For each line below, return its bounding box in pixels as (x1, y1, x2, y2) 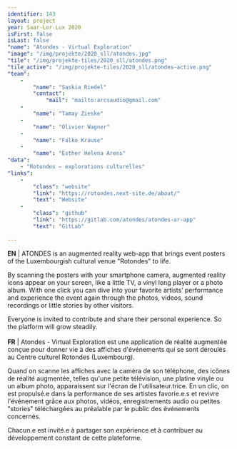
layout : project (7, 17, 56, 24)
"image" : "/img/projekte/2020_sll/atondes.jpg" (7, 51, 152, 58)
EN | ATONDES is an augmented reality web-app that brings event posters (7, 249, 226, 258)
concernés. (7, 412, 41, 420)
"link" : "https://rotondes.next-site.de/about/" (33, 190, 181, 197)
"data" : (7, 156, 31, 164)
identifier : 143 (7, 10, 56, 18)
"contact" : (33, 90, 66, 97)
